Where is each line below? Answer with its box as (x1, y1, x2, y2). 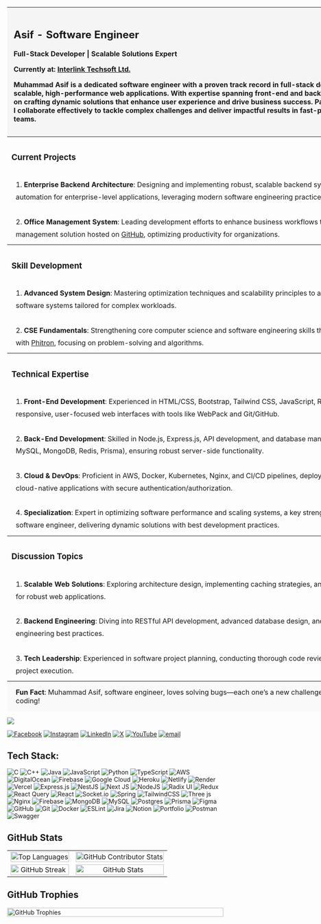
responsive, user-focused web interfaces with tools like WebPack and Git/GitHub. (16, 410, 280, 419)
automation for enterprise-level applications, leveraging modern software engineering (16, 192, 294, 202)
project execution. (16, 665, 74, 675)
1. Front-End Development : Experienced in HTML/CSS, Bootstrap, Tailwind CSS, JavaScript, (16, 397, 316, 407)
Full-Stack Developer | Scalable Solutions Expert (13, 49, 178, 58)
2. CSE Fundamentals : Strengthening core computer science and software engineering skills (16, 325, 316, 335)
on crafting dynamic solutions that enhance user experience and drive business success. (13, 97, 313, 106)
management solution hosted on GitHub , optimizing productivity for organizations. (16, 229, 280, 239)
